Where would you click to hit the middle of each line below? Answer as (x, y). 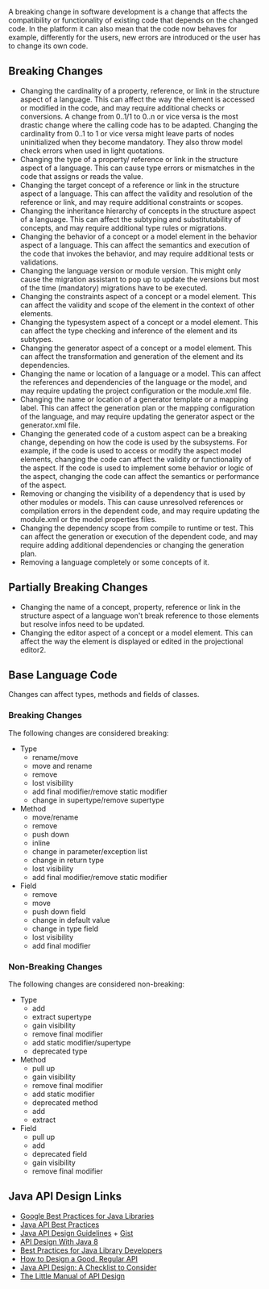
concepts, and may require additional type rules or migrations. (123, 227)
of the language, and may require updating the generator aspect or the (137, 416)
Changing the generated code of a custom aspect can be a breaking (133, 433)
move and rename (62, 765)
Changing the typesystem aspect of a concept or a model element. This (139, 322)
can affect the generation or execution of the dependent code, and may (139, 536)
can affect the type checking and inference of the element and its (128, 331)
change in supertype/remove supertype (98, 800)
